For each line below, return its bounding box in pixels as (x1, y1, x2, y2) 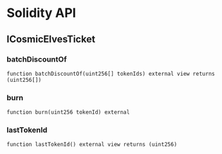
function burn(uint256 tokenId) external (6, 109, 130, 116)
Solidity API (6, 5, 77, 21)
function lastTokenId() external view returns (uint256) (6, 141, 178, 148)
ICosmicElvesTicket (6, 33, 96, 45)
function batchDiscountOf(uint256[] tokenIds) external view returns (6, 70, 216, 77)
